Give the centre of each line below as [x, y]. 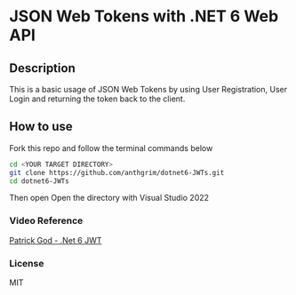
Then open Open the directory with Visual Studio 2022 [109, 198]
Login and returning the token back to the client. [97, 99]
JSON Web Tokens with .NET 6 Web [144, 16]
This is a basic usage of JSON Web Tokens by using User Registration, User [148, 89]
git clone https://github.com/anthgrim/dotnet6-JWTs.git [117, 172]
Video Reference [46, 221]
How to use [41, 127]
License [27, 263]
